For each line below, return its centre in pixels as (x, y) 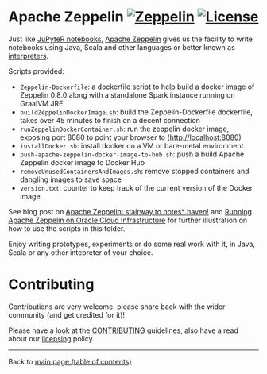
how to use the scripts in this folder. (67, 228)
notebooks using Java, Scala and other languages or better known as (122, 47)
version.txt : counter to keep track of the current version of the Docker (136, 187)
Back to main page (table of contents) (70, 361)
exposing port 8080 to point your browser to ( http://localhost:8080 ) (131, 137)
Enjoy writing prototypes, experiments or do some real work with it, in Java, (132, 244)
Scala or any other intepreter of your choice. (81, 252)
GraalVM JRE (41, 103)
